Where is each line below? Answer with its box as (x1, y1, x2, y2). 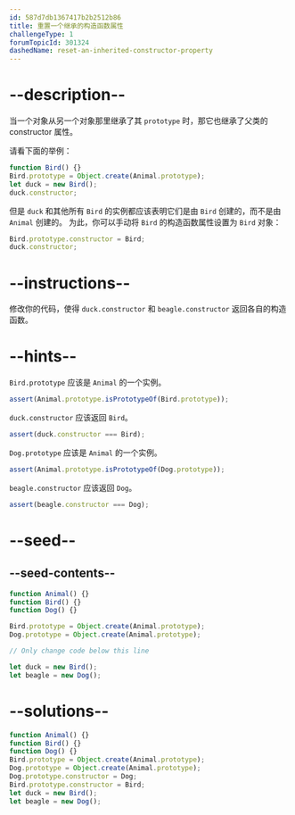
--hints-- (9, 346, 78, 367)
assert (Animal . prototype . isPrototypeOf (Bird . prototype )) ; (9, 395, 229, 404)
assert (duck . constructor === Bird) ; (9, 430, 145, 439)
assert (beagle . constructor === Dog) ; (9, 500, 150, 509)
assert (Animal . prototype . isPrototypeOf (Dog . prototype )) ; (9, 465, 225, 474)
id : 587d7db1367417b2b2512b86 (9, 12, 122, 22)
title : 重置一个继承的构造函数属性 (9, 21, 124, 30)
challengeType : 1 (9, 29, 74, 38)
